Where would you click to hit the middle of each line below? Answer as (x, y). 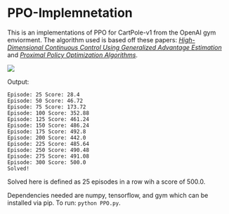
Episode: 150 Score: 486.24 (48, 125)
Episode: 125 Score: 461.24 (48, 119)
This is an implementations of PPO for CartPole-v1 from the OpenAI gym (112, 32)
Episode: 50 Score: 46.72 (45, 101)
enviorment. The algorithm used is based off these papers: (92, 39)
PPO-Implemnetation (70, 13)
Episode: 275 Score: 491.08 (48, 156)
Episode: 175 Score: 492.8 (47, 132)
